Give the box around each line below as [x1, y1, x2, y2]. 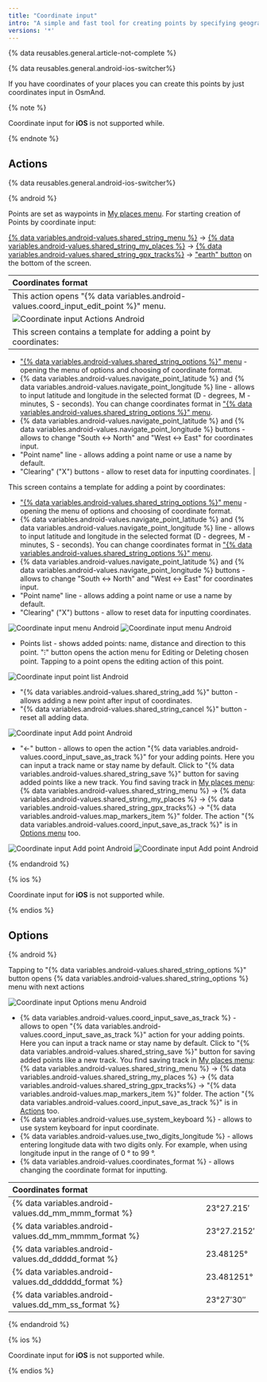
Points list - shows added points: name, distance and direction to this [19, 639, 246, 648]
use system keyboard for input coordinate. [19, 1123, 159, 1132]
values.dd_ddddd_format [12, 1254, 106, 1264]
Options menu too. [19, 828, 81, 838]
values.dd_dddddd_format [12, 1276, 110, 1287]
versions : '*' [8, 26, 56, 34]
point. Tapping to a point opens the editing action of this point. [19, 656, 224, 666]
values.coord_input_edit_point [12, 300, 125, 311]
